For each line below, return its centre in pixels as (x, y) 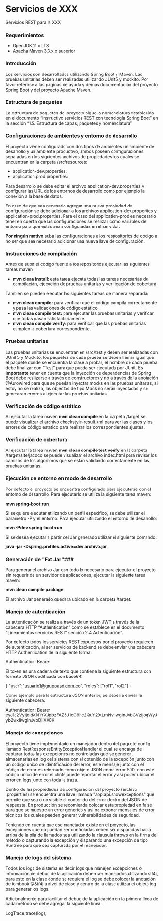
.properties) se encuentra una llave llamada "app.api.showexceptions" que (80, 794)
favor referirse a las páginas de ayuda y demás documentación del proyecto (82, 84)
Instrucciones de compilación (41, 254)
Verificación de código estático (43, 406)
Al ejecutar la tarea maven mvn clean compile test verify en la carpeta (76, 450)
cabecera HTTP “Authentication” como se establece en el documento (75, 627)
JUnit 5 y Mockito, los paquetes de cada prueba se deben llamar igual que (80, 357)
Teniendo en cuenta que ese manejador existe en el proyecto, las (71, 825)
